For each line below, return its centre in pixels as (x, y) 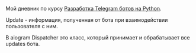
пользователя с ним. (32, 26)
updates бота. (23, 44)
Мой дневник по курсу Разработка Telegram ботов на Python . (83, 9)
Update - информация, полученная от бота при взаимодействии (87, 20)
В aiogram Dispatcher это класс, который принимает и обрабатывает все (98, 37)
